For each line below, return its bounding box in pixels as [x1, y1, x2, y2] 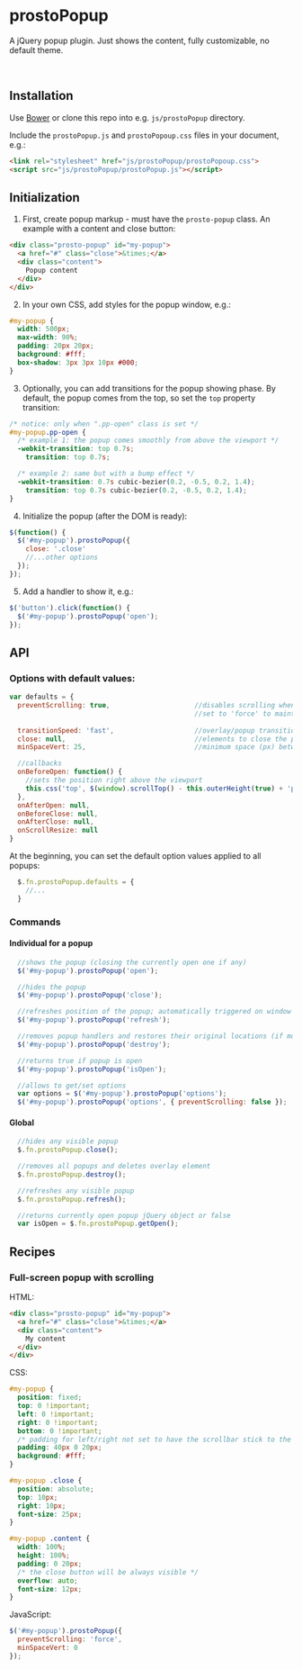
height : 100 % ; [17, 1551, 70, 1560]
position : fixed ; [17, 1393, 83, 1403]
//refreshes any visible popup [17, 1186, 135, 1195]
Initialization [9, 190, 81, 205]
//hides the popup [17, 982, 87, 991]
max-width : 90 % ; [17, 333, 78, 342]
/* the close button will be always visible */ [17, 1567, 200, 1576]
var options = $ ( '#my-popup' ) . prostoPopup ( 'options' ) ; [17, 1089, 227, 1098]
